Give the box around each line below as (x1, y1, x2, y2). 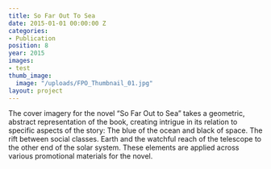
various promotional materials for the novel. (8, 151, 153, 161)
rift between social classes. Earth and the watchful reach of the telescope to (8, 134, 262, 144)
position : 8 (8, 42, 48, 50)
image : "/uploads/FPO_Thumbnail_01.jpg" (15, 79, 153, 87)
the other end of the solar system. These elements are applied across (8, 142, 240, 153)
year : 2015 (8, 49, 45, 57)
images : (8, 57, 35, 65)
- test (8, 64, 31, 72)
